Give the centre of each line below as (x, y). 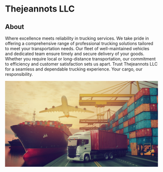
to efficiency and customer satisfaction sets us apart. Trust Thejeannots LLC (81, 64)
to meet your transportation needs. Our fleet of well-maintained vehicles (77, 49)
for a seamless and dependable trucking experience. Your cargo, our (74, 69)
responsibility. (19, 74)
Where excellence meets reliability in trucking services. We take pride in (77, 38)
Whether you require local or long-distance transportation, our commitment (81, 59)
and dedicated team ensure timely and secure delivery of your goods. (75, 54)
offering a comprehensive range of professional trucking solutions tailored (79, 43)
